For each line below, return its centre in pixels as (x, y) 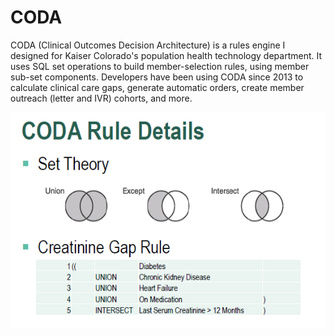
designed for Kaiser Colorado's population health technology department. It (166, 55)
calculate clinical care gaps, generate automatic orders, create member (157, 87)
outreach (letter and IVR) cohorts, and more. (101, 98)
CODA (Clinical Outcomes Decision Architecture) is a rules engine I (148, 45)
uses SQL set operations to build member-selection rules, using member (160, 66)
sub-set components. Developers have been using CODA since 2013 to (157, 77)
